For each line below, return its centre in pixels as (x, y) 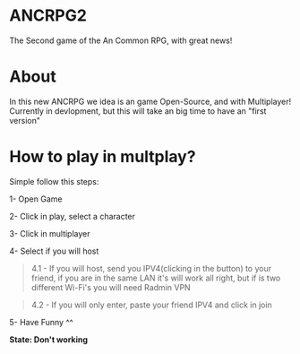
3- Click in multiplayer (50, 233)
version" (25, 120)
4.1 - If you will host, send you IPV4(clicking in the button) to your (151, 268)
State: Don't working (48, 339)
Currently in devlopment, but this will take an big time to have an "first (138, 111)
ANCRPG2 (48, 16)
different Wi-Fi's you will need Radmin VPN (111, 287)
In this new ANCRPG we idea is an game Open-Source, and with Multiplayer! (150, 101)
